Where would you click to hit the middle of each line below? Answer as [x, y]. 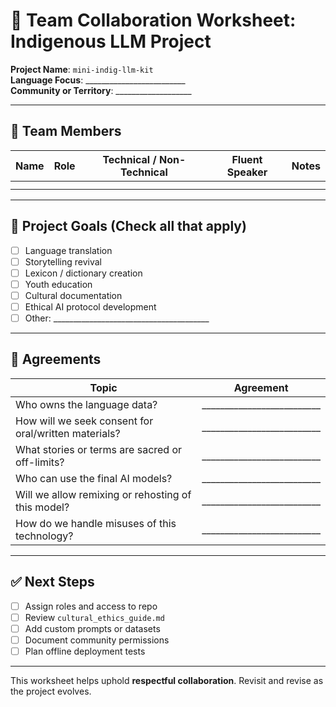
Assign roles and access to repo [91, 606]
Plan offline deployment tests [85, 651]
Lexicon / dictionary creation [83, 273]
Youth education [58, 284]
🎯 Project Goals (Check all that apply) [128, 226]
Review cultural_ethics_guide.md [94, 617]
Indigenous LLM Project [111, 41]
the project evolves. [51, 691]
